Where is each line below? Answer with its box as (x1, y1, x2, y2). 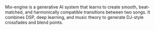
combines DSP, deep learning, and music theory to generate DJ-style (5, 15, 144, 20)
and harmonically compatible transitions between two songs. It (25, 9, 150, 15)
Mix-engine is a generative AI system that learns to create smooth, (5, 4, 138, 10)
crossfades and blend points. (5, 19, 63, 25)
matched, (5, 9, 24, 15)
